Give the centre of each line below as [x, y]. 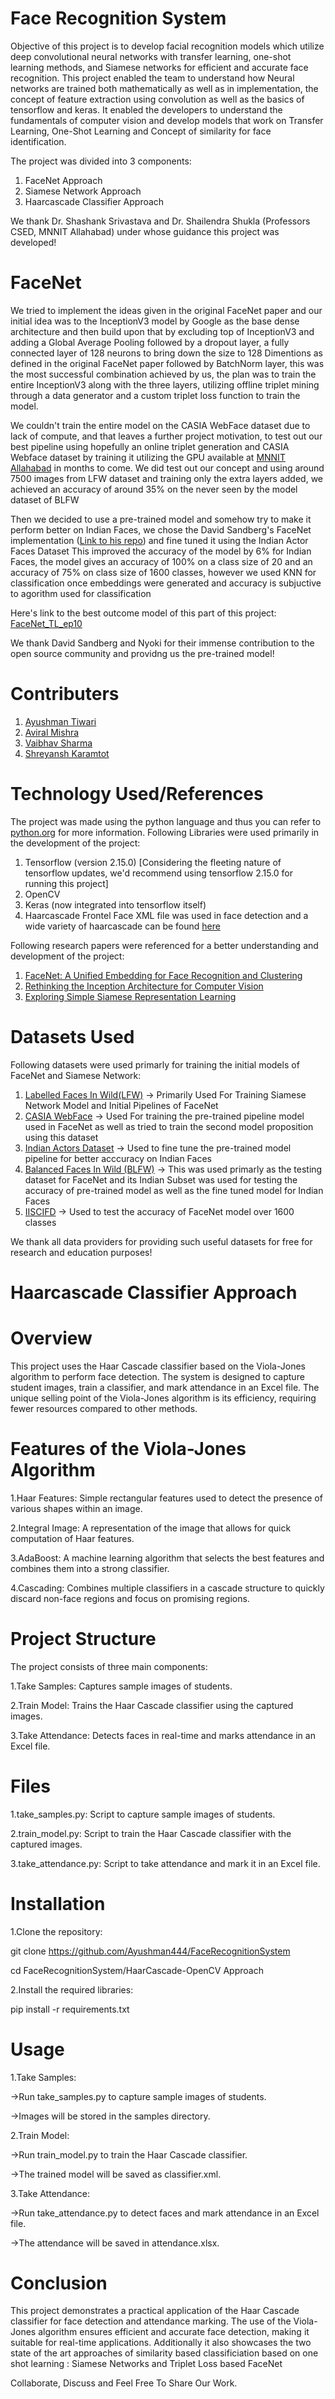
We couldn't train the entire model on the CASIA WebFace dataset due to [160, 425]
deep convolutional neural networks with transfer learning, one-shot [151, 56]
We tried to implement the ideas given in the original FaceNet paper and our [166, 310]
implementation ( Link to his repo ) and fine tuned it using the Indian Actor [159, 540]
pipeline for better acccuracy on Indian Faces [118, 1158]
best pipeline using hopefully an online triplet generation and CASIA [150, 446]
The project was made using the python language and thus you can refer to [166, 821]
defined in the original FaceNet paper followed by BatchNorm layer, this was [167, 363]
